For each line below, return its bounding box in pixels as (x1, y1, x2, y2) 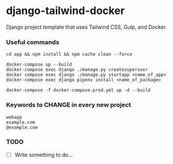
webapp (6, 114, 22, 120)
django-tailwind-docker (6, 4, 125, 18)
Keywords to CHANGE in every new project (6, 101, 131, 109)
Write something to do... (14, 151, 73, 158)
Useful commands (6, 38, 60, 46)
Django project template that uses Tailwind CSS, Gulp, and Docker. (6, 23, 167, 30)
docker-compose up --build (6, 61, 72, 68)
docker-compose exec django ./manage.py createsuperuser (6, 67, 148, 73)
